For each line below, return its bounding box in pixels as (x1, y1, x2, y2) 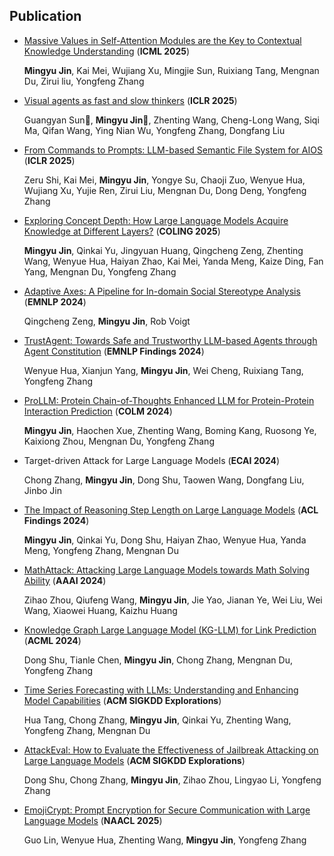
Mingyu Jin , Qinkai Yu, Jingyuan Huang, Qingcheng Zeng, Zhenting (23, 244, 304, 256)
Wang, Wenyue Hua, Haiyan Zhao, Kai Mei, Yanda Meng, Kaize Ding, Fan (23, 255, 324, 267)
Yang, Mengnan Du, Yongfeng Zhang (23, 265, 177, 278)
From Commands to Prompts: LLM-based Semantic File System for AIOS (23, 144, 323, 156)
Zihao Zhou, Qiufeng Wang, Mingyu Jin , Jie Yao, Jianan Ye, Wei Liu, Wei (23, 594, 323, 606)
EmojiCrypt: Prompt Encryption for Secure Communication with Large (23, 804, 311, 816)
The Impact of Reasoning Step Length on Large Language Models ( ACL (23, 504, 319, 516)
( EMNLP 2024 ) (23, 295, 87, 308)
